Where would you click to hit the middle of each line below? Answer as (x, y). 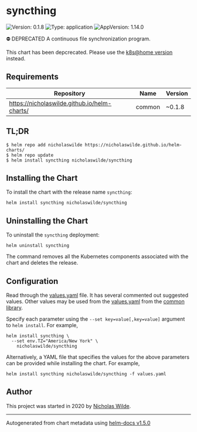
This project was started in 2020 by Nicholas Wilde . (69, 406)
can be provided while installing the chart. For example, (73, 363)
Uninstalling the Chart (47, 221)
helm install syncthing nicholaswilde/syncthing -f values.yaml (86, 374)
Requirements (32, 77)
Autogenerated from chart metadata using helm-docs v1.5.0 (78, 423)
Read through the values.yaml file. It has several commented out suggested (97, 295)
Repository (69, 93)
